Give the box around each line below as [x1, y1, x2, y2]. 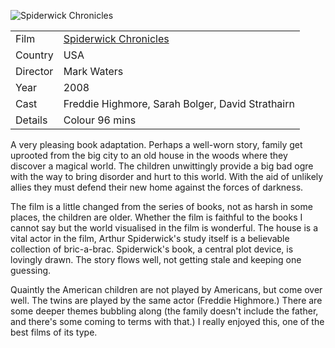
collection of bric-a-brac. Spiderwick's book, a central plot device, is [10, 243, 294, 255]
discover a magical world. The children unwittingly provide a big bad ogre [10, 160, 314, 172]
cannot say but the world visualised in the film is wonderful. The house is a [10, 222, 319, 234]
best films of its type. [10, 326, 98, 338]
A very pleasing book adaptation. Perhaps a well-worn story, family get [10, 139, 303, 150]
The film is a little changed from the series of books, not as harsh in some [10, 201, 313, 212]
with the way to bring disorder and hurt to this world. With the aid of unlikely [10, 171, 324, 182]
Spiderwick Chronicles [63, 32, 170, 45]
